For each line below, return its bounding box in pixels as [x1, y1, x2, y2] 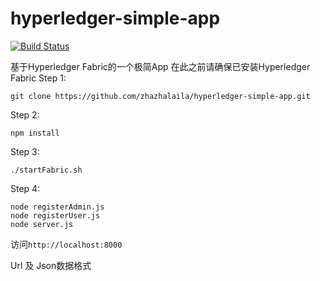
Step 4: [10, 182, 41, 194]
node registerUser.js [10, 210, 101, 221]
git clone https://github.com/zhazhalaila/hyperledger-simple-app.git [10, 91, 311, 101]
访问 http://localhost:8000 [10, 238, 123, 250]
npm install [10, 128, 60, 138]
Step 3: [10, 145, 40, 157]
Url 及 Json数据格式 [10, 259, 92, 271]
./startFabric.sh [10, 165, 83, 175]
